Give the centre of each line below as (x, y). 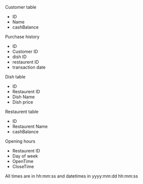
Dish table (15, 77)
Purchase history (22, 37)
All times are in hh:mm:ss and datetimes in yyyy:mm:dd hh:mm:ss (71, 176)
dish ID (19, 57)
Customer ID (25, 52)
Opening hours (20, 141)
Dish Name (23, 97)
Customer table (21, 7)
